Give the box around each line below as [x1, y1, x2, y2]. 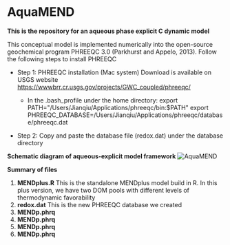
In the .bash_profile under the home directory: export [27, 96, 178, 104]
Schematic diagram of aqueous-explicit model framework [7, 152, 176, 160]
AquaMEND [7, 4, 75, 20]
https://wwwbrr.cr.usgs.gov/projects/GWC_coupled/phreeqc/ [17, 83, 191, 91]
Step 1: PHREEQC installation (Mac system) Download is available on [17, 68, 212, 76]
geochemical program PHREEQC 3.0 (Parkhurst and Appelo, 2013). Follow [7, 47, 217, 56]
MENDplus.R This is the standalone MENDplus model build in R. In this [17, 178, 218, 187]
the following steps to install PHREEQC [7, 54, 117, 63]
